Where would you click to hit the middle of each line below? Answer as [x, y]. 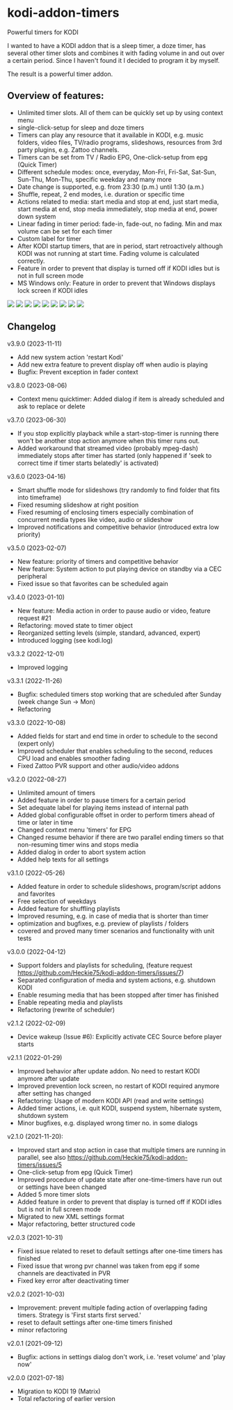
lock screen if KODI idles [53, 290]
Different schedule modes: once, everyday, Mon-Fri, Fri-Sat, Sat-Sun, [117, 171]
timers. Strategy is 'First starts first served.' [79, 1315]
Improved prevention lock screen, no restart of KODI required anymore [118, 1086]
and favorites [36, 894]
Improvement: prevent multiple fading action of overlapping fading [112, 1308]
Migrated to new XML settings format [71, 1216]
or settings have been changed [62, 1187]
